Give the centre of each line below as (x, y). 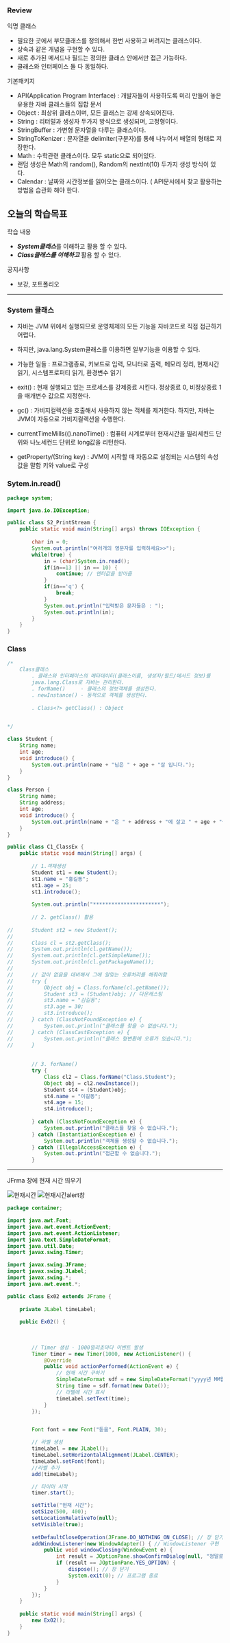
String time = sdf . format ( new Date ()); (113, 1386)
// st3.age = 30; (46, 1007)
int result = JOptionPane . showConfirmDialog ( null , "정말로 (140, 1556)
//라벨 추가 (46, 1468)
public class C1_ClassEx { (46, 847)
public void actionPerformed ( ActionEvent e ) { (111, 1367)
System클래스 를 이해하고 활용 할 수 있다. (72, 247)
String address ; (43, 803)
